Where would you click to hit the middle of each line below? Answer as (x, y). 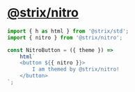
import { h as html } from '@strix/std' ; (68, 31)
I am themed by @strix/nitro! (76, 70)
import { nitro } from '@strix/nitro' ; (65, 37)
